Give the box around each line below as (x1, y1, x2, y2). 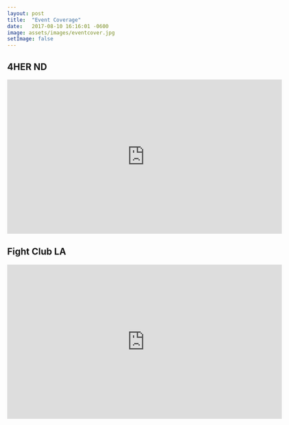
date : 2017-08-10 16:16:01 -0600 (7, 23, 109, 29)
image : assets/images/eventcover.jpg (7, 29, 115, 36)
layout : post (7, 10, 45, 17)
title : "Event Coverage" (7, 16, 81, 23)
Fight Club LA (7, 246, 67, 258)
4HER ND (7, 61, 47, 73)
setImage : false (7, 36, 54, 42)
